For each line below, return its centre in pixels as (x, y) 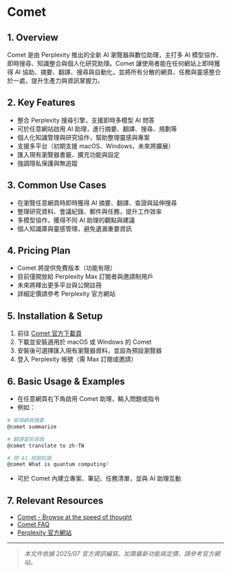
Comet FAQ (33, 525)
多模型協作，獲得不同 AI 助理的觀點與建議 (76, 220)
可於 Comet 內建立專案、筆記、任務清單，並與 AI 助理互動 (99, 479)
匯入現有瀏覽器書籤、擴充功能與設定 (68, 154)
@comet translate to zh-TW (46, 446)
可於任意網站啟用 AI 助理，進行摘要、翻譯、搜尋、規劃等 (97, 129)
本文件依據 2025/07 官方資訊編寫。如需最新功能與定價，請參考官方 (119, 554)
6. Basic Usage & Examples (66, 381)
